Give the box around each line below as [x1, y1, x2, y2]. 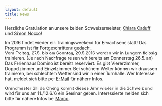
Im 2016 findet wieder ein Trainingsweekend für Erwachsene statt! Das [5, 39, 147, 45]
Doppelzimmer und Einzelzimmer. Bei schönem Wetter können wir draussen [5, 65, 157, 71]
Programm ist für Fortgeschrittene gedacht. [5, 45, 92, 51]
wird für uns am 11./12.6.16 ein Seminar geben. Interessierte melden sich [5, 90, 149, 96]
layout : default [5, 7, 38, 12]
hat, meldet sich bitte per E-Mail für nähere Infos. [5, 76, 104, 82]
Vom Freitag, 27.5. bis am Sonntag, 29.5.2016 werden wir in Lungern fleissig [5, 50, 157, 56]
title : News [5, 12, 29, 17]
